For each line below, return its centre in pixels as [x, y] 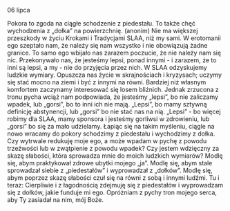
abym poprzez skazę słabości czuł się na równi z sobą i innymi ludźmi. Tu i [113, 178]
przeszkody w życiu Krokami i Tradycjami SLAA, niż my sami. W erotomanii [114, 38]
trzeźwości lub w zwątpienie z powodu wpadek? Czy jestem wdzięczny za [113, 148]
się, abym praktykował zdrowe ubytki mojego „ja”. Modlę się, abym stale [110, 163]
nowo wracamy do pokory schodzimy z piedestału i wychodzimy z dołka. [111, 134]
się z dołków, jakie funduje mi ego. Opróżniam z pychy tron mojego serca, [112, 192]
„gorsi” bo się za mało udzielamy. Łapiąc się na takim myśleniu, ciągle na [111, 126]
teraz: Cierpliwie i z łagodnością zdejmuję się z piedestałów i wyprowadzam [115, 185]
